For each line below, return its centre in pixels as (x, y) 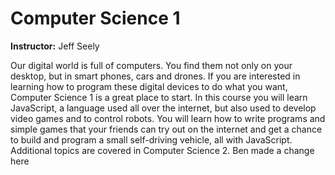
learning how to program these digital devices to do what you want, (149, 86)
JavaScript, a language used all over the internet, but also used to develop (163, 108)
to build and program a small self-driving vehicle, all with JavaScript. (151, 139)
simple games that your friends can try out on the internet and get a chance (166, 129)
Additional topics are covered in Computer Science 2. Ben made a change (162, 150)
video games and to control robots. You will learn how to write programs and (168, 118)
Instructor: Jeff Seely (55, 46)
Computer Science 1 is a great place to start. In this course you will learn (159, 97)
